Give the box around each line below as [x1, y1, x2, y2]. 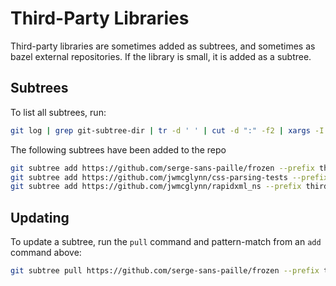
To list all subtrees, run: [10, 106, 107, 118]
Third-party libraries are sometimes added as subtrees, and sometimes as [10, 40, 316, 52]
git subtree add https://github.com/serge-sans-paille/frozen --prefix [10, 163, 315, 173]
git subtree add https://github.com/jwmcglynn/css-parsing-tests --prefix [10, 172, 329, 182]
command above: [10, 247, 82, 259]
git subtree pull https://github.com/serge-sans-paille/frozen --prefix [10, 266, 320, 276]
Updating [10, 209, 70, 226]
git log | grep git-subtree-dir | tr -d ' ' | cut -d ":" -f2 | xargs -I [10, 125, 325, 136]
